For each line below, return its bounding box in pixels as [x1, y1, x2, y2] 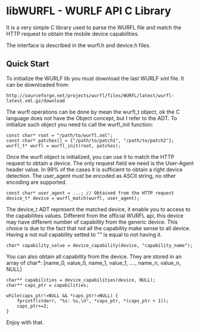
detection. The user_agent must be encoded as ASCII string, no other [6, 172, 176, 179]
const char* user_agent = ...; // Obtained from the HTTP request [6, 190, 174, 196]
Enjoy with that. [6, 318, 44, 325]
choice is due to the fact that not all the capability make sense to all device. [6, 224, 191, 231]
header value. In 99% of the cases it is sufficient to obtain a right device [6, 165, 183, 173]
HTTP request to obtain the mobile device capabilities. [6, 30, 140, 37]
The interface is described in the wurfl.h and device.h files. [6, 42, 151, 49]
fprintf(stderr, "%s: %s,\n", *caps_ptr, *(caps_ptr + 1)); [17, 297, 169, 304]
